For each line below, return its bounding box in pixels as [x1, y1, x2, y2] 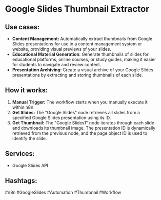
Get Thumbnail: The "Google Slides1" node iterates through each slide [12, 120, 155, 125]
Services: [5, 150, 35, 158]
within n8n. [12, 104, 35, 110]
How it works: [5, 86, 48, 95]
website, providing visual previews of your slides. [12, 46, 111, 52]
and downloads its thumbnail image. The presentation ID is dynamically [12, 125, 156, 131]
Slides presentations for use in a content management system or [12, 41, 142, 47]
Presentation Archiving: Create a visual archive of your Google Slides [12, 67, 154, 73]
